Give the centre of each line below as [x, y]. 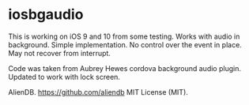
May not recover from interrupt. [59, 53]
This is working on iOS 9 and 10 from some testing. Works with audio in [124, 36]
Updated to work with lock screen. [64, 77]
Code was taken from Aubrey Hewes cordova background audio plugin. [124, 68]
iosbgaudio [46, 15]
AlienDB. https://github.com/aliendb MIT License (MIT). [98, 92]
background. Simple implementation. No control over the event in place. [125, 44]
